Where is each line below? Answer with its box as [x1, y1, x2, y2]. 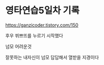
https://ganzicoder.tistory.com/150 [5, 21, 79, 28]
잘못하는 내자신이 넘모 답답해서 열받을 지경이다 [5, 54, 99, 60]
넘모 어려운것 [5, 43, 32, 49]
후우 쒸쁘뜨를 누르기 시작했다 [5, 32, 63, 38]
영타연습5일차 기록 [5, 5, 80, 16]
